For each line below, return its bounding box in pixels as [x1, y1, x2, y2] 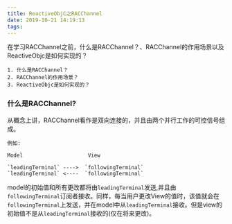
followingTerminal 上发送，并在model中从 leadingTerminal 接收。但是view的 [7, 200, 223, 209]
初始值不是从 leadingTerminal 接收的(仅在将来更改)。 [7, 209, 156, 217]
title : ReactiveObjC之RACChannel [7, 10, 102, 17]
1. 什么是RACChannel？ [7, 67, 69, 74]
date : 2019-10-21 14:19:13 [7, 17, 85, 24]
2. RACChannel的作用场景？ [7, 74, 79, 81]
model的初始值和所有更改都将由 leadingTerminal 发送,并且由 [7, 183, 177, 191]
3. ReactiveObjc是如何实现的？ [7, 81, 90, 89]
